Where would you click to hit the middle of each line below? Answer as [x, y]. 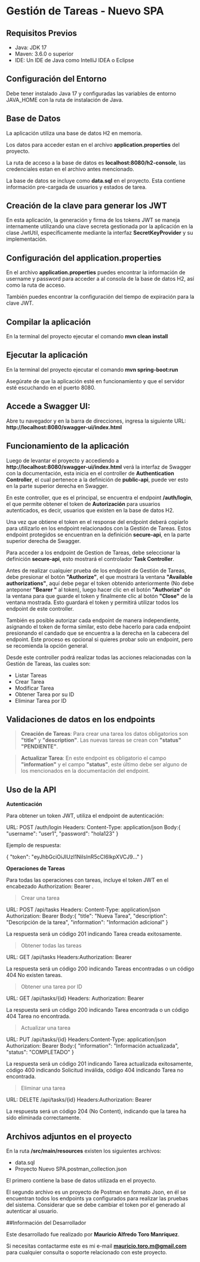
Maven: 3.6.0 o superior [44, 54]
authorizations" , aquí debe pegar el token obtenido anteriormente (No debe [100, 583]
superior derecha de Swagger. [44, 541]
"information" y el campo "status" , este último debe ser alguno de [104, 765]
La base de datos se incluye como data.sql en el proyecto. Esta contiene [96, 180]
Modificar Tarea [34, 688]
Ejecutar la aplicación [47, 355]
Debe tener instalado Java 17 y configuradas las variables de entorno [91, 93]
